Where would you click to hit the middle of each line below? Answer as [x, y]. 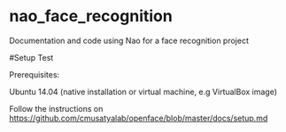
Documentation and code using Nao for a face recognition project [129, 40]
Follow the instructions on [56, 108]
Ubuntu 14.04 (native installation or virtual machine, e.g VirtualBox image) [143, 92]
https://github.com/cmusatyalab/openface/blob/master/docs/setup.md [139, 118]
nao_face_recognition [91, 16]
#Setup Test [31, 57]
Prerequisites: [35, 74]
